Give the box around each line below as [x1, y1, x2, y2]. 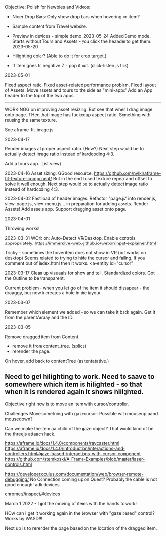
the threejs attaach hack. [5, 431, 56, 437]
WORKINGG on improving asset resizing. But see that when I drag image [5, 106, 153, 112]
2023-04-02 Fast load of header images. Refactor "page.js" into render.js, [5, 195, 157, 201]
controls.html [5, 461, 32, 467]
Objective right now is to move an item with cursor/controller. [5, 401, 129, 407]
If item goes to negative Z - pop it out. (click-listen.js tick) [12, 63, 129, 68]
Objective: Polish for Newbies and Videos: [5, 4, 91, 10]
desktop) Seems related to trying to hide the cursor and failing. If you [5, 255, 146, 261]
